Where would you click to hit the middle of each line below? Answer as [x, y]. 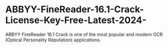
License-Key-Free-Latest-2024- [76, 20]
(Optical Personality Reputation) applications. [53, 40]
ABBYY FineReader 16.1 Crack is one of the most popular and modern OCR [84, 34]
